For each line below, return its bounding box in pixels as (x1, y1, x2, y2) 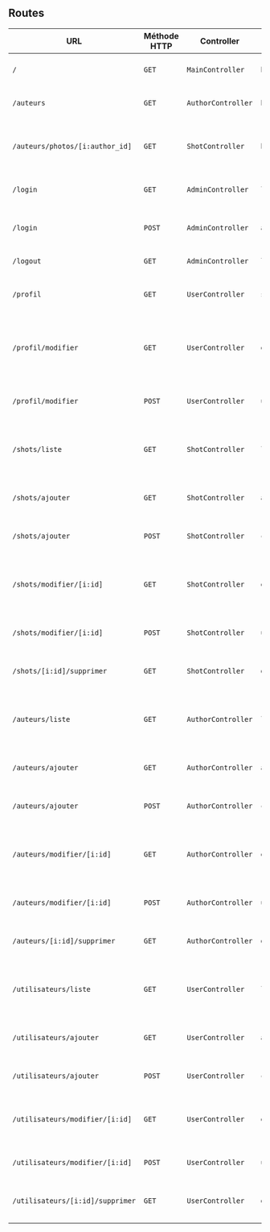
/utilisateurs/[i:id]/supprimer (12, 1196, 137, 1205)
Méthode (143, 30, 179, 41)
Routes (8, 6, 45, 20)
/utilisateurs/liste (12, 985, 91, 993)
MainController (186, 64, 245, 74)
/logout (12, 256, 42, 265)
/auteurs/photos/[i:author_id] (12, 141, 133, 151)
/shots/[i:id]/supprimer (12, 666, 108, 675)
